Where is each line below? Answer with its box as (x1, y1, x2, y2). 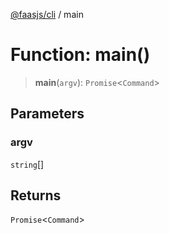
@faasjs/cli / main (10, 9, 84, 20)
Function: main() (10, 44, 151, 66)
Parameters (10, 105, 85, 123)
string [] (10, 158, 45, 170)
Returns (10, 187, 62, 204)
